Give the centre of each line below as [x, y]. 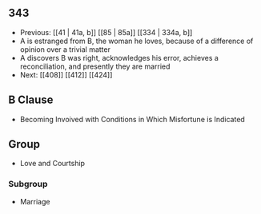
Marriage [35, 201]
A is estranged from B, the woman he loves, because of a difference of [137, 41]
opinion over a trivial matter [65, 49]
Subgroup [28, 184]
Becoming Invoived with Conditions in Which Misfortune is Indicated [133, 119]
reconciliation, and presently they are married [95, 66]
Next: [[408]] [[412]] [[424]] [66, 74]
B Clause [31, 100]
